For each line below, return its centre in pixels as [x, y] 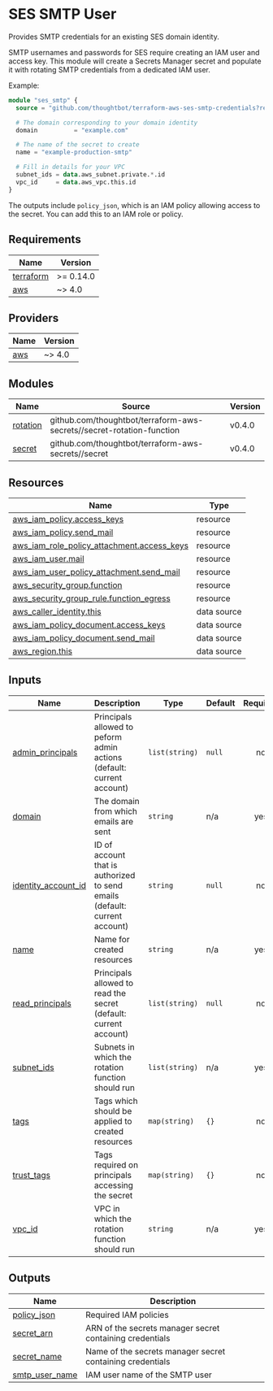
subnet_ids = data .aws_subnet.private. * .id [90, 175]
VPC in [107, 1208]
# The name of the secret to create [78, 145]
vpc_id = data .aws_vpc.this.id [76, 182]
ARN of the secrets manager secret [152, 1328]
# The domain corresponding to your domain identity [107, 123]
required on [116, 1165]
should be [113, 1111]
